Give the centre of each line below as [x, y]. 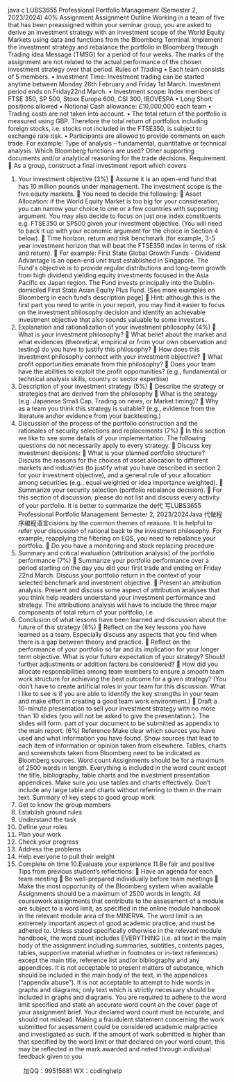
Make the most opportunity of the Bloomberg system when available [116, 886]
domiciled [32, 290]
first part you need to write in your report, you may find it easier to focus [121, 305]
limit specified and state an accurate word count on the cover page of [118, 1005]
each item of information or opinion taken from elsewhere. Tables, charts [122, 745]
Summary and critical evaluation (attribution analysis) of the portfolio [116, 553]
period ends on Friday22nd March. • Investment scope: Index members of [114, 91]
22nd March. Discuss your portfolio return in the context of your [109, 575]
